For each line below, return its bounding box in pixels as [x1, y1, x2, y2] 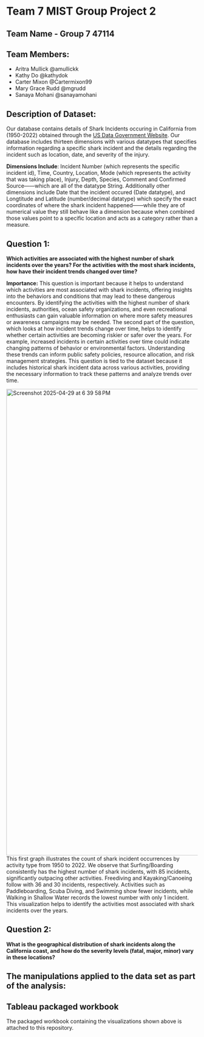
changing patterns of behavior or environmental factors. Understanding [6, 344, 185, 352]
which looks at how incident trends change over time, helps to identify [6, 325, 182, 333]
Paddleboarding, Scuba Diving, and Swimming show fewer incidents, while [6, 888, 193, 895]
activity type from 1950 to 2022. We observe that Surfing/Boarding [6, 862, 174, 869]
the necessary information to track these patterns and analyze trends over [6, 370, 192, 378]
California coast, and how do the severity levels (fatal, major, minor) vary [6, 947, 194, 954]
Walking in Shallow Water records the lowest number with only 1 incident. [6, 894, 189, 901]
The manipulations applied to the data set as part [6, 971, 195, 982]
